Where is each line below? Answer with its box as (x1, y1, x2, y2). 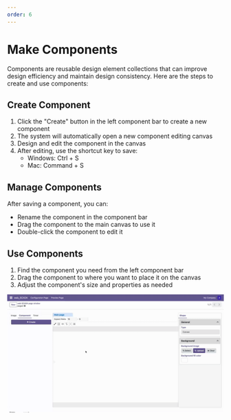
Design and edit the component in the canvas (16, 139, 146, 148)
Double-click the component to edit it (16, 228, 123, 236)
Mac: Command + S (27, 161, 85, 170)
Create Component (7, 99, 91, 110)
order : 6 (7, 11, 32, 18)
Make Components (7, 41, 118, 57)
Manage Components (7, 181, 102, 193)
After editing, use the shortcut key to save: (16, 147, 138, 155)
